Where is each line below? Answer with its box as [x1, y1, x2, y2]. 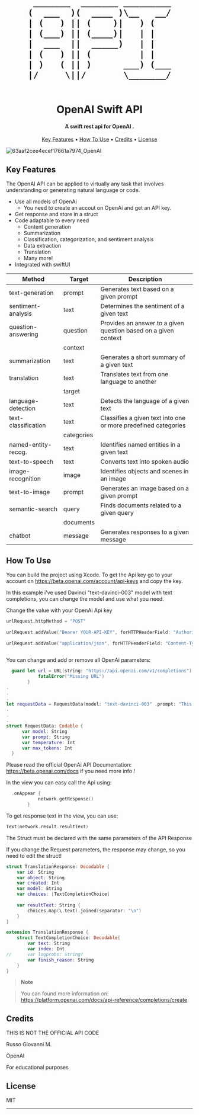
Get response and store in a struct [14, 211, 98, 218]
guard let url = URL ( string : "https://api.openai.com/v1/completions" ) [11, 668, 192, 674]
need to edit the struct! [6, 852, 62, 859]
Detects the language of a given [100, 397, 190, 405]
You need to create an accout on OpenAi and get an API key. [23, 204, 172, 212]
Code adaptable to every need [14, 217, 89, 224]
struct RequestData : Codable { [6, 723, 84, 729]
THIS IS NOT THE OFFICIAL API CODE [6, 1029, 99, 1037]
